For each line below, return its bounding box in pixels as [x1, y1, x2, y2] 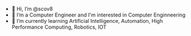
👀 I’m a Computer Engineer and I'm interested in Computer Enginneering [11, 11, 186, 18]
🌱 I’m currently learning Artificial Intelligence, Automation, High [11, 18, 164, 24]
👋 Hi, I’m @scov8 [11, 6, 53, 12]
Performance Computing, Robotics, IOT [11, 23, 107, 30]
